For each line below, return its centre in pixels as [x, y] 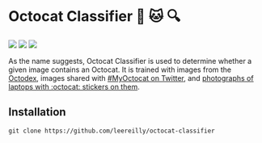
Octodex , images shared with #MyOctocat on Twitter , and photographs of [131, 78]
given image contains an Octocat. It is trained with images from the [120, 69]
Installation [37, 112]
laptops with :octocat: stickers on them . [74, 86]
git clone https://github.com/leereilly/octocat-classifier [112, 131]
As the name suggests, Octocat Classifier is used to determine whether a [130, 61]
